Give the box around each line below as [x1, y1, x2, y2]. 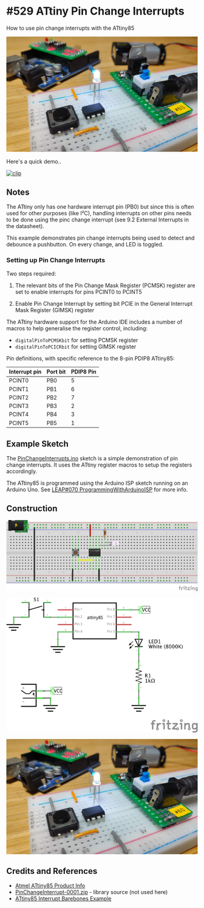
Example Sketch [6, 438, 69, 449]
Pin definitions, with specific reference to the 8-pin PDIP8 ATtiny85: [6, 355, 175, 362]
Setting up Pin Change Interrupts [6, 256, 105, 265]
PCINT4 [8, 411, 29, 418]
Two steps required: [6, 269, 56, 277]
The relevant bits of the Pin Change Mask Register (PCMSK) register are [15, 282, 195, 289]
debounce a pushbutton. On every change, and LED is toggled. [6, 241, 164, 248]
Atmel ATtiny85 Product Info [15, 882, 86, 889]
